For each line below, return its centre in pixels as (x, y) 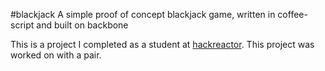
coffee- (292, 14)
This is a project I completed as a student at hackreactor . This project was (162, 44)
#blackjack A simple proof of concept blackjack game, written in (143, 14)
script (22, 25)
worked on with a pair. (56, 55)
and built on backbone (82, 25)
